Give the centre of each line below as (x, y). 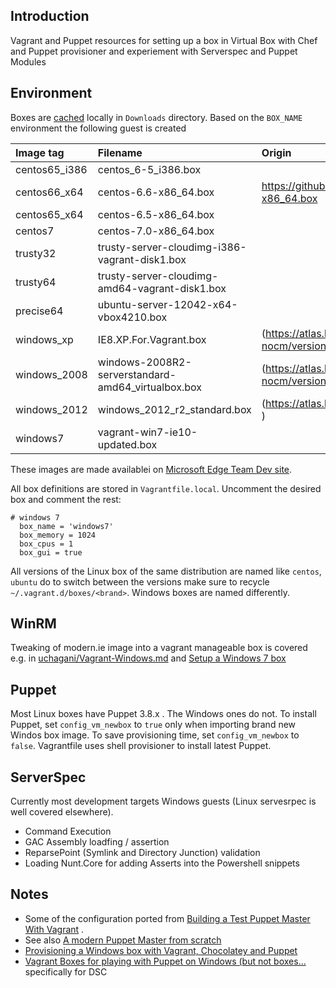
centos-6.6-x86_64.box (156, 192)
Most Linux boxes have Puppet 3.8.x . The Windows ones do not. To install (163, 714)
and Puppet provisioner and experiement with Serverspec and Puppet (154, 51)
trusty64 (36, 282)
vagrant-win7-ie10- (147, 432)
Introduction (50, 16)
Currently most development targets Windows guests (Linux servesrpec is (163, 801)
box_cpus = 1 (46, 544)
